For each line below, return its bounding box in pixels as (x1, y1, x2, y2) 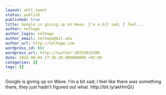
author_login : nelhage (5, 31, 54, 36)
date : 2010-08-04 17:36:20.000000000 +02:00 (5, 55, 102, 60)
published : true (5, 17, 40, 22)
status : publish (5, 12, 40, 17)
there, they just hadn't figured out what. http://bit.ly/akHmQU (5, 84, 135, 90)
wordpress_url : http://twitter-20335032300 (5, 50, 100, 55)
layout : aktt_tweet (5, 7, 47, 13)
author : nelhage (5, 27, 40, 32)
